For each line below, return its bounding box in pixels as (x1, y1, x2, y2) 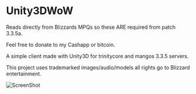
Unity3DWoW (6, 4, 74, 18)
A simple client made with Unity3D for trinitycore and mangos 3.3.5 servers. (6, 52, 189, 59)
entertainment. (6, 70, 42, 77)
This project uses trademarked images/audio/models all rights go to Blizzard (6, 63, 190, 71)
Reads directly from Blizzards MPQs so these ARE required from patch (6, 23, 176, 31)
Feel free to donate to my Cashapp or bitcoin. (6, 41, 115, 48)
